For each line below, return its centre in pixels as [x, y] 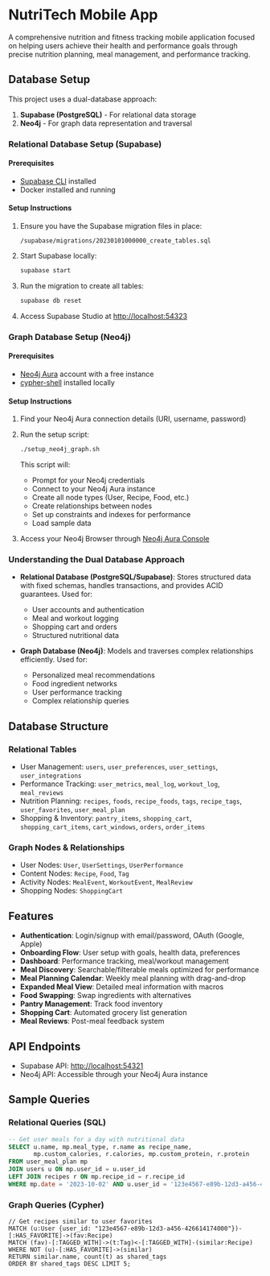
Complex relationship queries [80, 701]
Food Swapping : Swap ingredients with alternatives [105, 996]
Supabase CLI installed [58, 181]
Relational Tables [43, 749]
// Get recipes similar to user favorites [80, 1222]
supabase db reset [51, 300]
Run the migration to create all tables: [82, 286]
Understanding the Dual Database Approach [96, 559]
